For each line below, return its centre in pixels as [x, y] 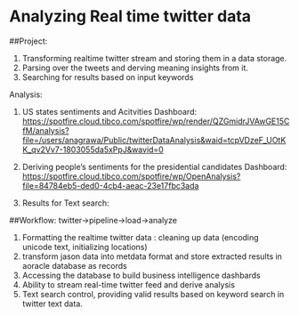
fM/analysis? [45, 130]
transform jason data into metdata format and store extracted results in [152, 256]
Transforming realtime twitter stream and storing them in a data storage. [154, 58]
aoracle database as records [74, 265]
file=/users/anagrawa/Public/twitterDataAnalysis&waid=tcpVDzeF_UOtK [154, 140]
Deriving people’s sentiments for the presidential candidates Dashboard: [154, 166]
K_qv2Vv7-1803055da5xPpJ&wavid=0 [93, 150]
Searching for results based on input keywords [108, 77]
